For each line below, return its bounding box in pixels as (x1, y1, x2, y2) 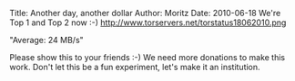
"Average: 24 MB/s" (9, 35, 84, 45)
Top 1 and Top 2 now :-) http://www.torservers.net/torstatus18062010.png (9, 17, 287, 28)
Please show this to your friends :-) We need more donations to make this (9, 52, 285, 62)
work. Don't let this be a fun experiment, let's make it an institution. (9, 62, 261, 72)
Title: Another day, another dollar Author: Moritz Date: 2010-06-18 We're (9, 8, 281, 18)
